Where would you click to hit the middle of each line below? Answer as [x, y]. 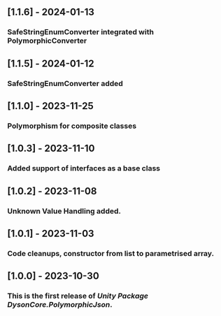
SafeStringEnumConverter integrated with [80, 32]
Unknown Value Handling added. [64, 211]
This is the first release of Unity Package [78, 296]
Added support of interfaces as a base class [84, 168]
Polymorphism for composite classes [72, 126]
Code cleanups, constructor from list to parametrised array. [111, 253]
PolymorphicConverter [47, 41]
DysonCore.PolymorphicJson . [60, 305]
